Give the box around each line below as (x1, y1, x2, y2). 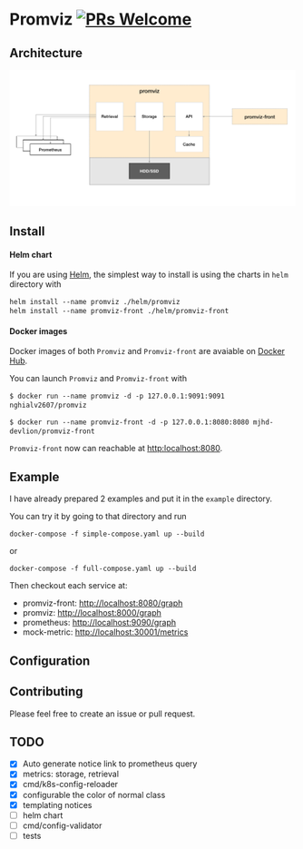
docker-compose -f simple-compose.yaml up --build (9, 529, 205, 539)
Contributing (9, 684, 83, 699)
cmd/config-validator (22, 820, 103, 831)
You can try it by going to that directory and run (9, 511, 188, 522)
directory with (9, 279, 62, 290)
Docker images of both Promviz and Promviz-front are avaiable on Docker (9, 346, 286, 357)
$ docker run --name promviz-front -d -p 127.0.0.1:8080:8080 (9, 418, 249, 427)
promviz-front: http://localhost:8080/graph (22, 597, 183, 608)
